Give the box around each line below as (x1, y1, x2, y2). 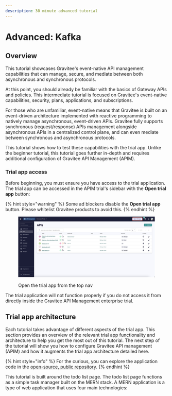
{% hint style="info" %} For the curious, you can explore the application (5, 358, 158, 364)
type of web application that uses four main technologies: (5, 384, 128, 391)
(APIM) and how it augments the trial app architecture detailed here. (5, 348, 149, 354)
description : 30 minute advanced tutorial (5, 8, 98, 13)
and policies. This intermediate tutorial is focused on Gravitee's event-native (5, 92, 167, 98)
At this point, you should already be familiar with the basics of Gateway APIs (5, 86, 167, 92)
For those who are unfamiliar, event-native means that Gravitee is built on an (5, 107, 167, 113)
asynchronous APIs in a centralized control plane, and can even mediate (5, 129, 159, 135)
